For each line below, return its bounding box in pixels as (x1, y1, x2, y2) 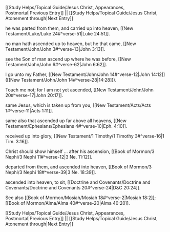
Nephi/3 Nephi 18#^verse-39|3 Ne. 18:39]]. (5, 169, 96, 175)
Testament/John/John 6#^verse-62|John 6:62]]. (5, 62, 108, 67)
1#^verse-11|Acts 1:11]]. (5, 108, 54, 113)
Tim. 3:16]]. (5, 139, 29, 144)
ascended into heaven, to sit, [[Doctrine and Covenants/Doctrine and (5, 179, 151, 185)
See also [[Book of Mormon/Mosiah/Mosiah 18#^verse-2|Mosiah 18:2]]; (5, 195, 156, 201)
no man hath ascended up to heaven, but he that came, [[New (5, 41, 137, 47)
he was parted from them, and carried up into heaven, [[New (5, 25, 134, 31)
